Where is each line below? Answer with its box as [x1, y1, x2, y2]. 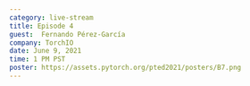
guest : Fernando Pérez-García [9, 30, 126, 39]
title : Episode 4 [9, 21, 74, 30]
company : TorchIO [9, 38, 74, 47]
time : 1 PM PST [9, 55, 66, 64]
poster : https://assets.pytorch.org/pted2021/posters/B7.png [9, 64, 242, 73]
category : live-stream [9, 13, 94, 22]
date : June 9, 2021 [9, 47, 82, 56]
